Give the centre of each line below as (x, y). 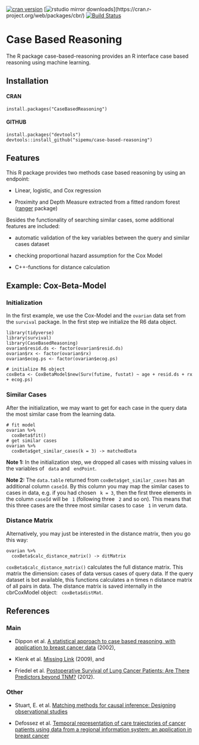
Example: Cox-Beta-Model (56, 286)
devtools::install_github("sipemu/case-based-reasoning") (79, 140)
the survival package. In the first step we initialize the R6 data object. (91, 322)
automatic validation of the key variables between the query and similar (102, 238)
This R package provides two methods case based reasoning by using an (96, 172)
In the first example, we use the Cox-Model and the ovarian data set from (96, 316)
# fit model (21, 425)
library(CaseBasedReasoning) (42, 343)
